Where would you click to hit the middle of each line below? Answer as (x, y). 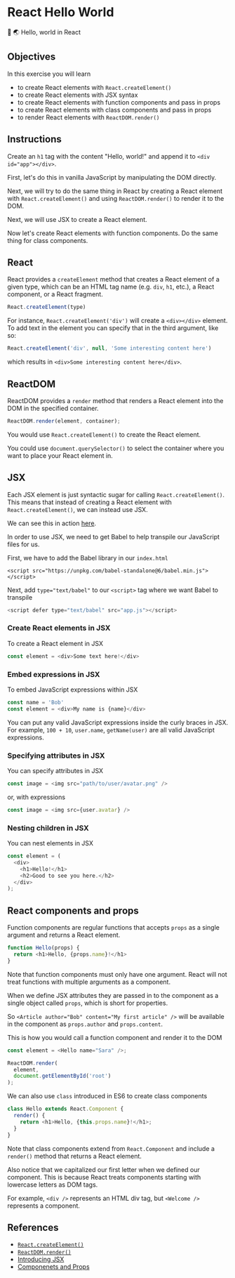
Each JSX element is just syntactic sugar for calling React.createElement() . (116, 494)
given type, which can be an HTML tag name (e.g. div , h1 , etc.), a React (111, 287)
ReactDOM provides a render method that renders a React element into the (115, 400)
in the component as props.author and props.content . (85, 1024)
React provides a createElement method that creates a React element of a (113, 279)
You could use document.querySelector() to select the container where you (116, 448)
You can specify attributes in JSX (55, 771)
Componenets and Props (53, 1267)
